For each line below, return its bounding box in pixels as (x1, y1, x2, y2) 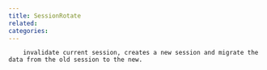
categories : (8, 27, 49, 35)
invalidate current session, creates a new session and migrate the (23, 49, 259, 57)
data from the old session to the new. (8, 56, 143, 64)
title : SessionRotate (8, 11, 82, 20)
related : (8, 19, 38, 27)
